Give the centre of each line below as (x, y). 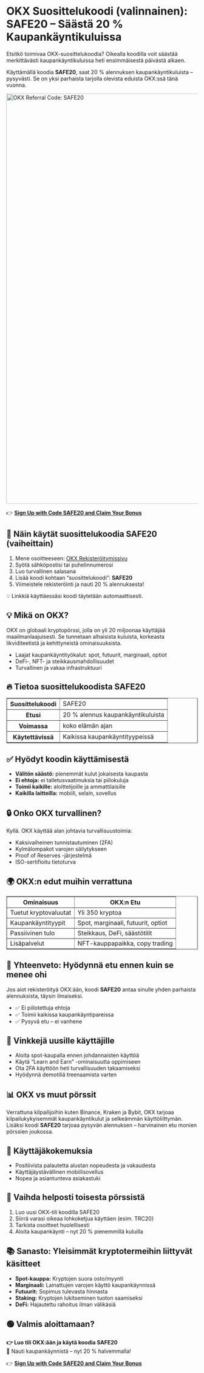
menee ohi (27, 975)
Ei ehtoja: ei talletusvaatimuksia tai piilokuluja (72, 780)
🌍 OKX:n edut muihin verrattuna (69, 882)
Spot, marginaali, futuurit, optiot (123, 923)
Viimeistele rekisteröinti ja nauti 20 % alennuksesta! (80, 584)
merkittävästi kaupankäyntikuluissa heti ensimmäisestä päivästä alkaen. (96, 60)
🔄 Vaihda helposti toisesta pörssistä (76, 1198)
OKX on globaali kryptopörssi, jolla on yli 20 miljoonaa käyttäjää (86, 630)
